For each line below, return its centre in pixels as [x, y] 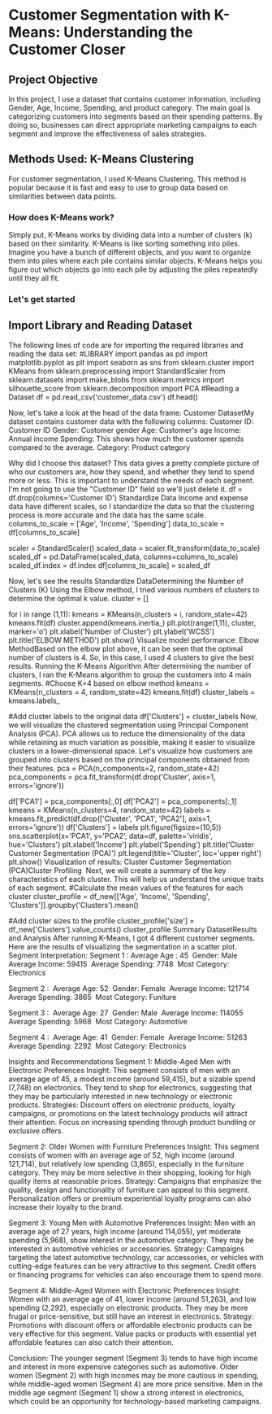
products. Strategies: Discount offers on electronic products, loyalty [122, 1105]
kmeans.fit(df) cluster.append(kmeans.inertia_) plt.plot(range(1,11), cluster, [132, 622]
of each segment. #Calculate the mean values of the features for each [126, 888]
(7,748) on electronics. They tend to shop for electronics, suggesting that [130, 1087]
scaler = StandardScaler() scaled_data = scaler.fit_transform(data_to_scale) [134, 548]
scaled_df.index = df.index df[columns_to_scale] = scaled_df [110, 565]
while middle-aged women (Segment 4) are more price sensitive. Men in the [136, 1384]
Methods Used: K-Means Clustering [101, 159]
